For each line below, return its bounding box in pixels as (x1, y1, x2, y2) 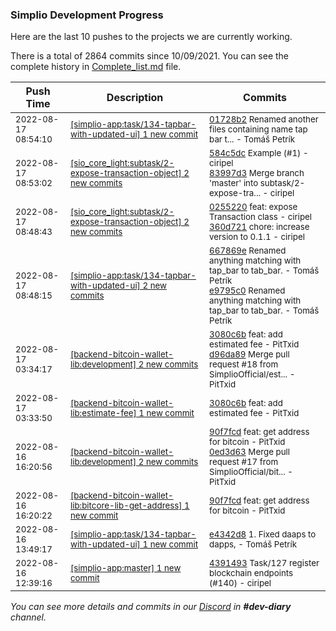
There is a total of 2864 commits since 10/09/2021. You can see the (10, 50, 290, 62)
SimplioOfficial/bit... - (209, 466, 293, 478)
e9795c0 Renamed (209, 285, 286, 297)
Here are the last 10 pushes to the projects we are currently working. (10, 31, 293, 43)
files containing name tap (209, 124, 308, 135)
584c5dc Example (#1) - (209, 148, 309, 159)
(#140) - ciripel (209, 578, 272, 589)
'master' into (209, 178, 259, 189)
